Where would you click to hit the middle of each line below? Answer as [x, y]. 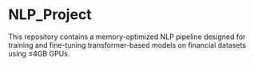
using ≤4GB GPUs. [39, 53]
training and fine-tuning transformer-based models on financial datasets [127, 45]
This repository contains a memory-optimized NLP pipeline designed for [127, 37]
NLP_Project [50, 15]
